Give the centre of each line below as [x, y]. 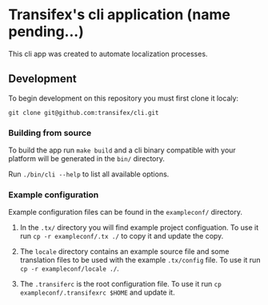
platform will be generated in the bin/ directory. [87, 159]
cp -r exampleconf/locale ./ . [70, 268]
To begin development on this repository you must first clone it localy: [123, 98]
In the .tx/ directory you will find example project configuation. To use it [139, 228]
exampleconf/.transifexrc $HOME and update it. [97, 292]
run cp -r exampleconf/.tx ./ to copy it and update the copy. [122, 236]
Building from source [50, 133]
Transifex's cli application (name [119, 15]
